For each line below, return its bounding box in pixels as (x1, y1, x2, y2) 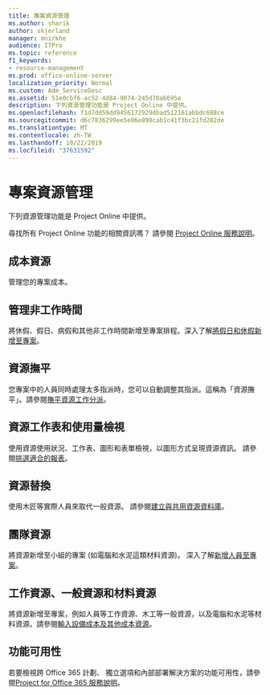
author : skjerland (8, 27, 70, 35)
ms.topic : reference (8, 49, 78, 57)
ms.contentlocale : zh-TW (8, 131, 92, 139)
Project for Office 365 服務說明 (15, 677, 118, 687)
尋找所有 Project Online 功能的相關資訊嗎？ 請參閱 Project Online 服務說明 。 (8, 228, 260, 238)
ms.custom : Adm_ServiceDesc (8, 86, 103, 95)
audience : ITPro (8, 42, 63, 50)
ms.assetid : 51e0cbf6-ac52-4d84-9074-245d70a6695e (8, 94, 182, 102)
